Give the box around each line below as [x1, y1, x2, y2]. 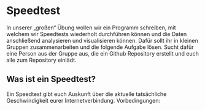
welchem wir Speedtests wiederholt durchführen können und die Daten [6, 30, 187, 37]
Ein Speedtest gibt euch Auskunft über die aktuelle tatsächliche [6, 90, 167, 98]
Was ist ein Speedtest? [6, 74, 96, 84]
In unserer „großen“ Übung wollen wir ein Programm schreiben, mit [6, 24, 176, 31]
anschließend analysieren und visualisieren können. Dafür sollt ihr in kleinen [6, 37, 198, 44]
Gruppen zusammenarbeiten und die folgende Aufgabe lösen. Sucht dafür [6, 43, 195, 51]
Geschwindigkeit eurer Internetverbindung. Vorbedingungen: [6, 97, 161, 104]
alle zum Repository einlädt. [6, 56, 77, 64]
